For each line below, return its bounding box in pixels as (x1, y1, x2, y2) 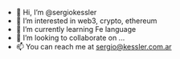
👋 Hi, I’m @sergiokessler (15, 8, 97, 17)
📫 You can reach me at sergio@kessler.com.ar (15, 42, 172, 51)
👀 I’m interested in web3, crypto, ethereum (15, 16, 157, 26)
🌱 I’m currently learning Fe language (15, 25, 137, 33)
